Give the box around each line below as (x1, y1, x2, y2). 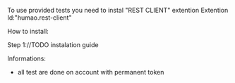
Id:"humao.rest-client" (7, 13, 72, 22)
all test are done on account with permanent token (17, 68, 164, 76)
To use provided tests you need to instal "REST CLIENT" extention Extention (7, 6, 229, 14)
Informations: (7, 54, 46, 63)
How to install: (7, 27, 49, 35)
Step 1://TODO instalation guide (7, 41, 99, 49)
